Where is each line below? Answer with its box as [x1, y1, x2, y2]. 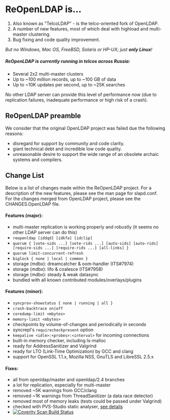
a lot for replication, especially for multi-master [12, 382, 111, 388]
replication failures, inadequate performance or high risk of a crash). [5, 96, 148, 103]
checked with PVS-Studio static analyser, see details [12, 404, 123, 410]
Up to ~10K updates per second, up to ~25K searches [12, 81, 125, 87]
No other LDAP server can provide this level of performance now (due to [5, 91, 157, 98]
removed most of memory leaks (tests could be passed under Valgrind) [12, 398, 162, 404]
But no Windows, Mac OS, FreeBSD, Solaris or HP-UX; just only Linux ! [5, 46, 153, 52]
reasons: [5, 131, 24, 137]
